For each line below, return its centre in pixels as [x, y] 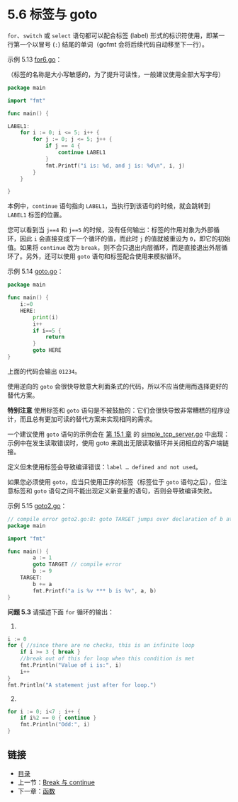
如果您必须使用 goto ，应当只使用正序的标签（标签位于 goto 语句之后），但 [114, 481]
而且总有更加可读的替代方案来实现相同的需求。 [88, 419]
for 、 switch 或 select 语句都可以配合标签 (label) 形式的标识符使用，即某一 [116, 35]
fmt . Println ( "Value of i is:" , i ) [71, 665]
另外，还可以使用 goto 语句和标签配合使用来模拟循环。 [106, 256]
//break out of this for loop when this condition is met [107, 659]
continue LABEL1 [82, 153]
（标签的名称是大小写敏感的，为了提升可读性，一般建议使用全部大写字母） [116, 74]
